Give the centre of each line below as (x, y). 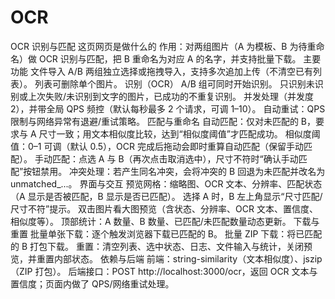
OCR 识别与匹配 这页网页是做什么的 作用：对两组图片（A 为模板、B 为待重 (163, 46)
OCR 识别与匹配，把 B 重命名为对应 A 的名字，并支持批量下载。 (170, 58)
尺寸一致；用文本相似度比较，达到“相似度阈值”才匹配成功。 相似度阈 (179, 133)
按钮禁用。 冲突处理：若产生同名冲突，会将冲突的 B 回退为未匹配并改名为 (174, 171)
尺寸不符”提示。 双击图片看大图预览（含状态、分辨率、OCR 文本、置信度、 (164, 208)
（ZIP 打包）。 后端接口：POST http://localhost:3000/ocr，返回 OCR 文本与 (164, 271)
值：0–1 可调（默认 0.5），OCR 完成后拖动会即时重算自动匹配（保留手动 (157, 146)
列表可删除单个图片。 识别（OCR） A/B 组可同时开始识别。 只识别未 (174, 83)
